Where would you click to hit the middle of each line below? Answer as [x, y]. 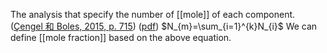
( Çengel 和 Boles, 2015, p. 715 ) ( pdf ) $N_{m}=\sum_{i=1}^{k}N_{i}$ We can [164, 26]
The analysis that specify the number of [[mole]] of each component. [153, 14]
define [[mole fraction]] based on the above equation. [121, 37]
